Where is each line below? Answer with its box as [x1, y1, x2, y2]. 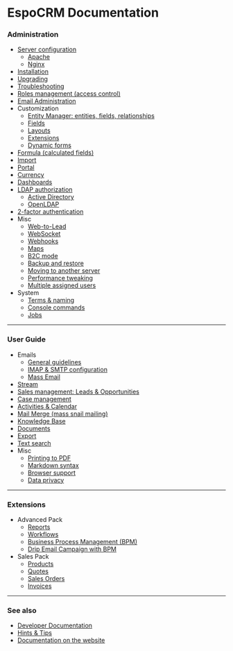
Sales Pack [17, 552, 50, 561]
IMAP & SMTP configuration [27, 365, 107, 373]
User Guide [7, 335, 46, 344]
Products [27, 560, 54, 568]
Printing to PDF [27, 453, 71, 462]
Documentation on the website [17, 636, 105, 645]
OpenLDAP [27, 200, 60, 209]
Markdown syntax [27, 461, 80, 469]
